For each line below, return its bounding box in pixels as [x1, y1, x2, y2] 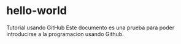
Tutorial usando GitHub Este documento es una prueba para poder [6, 24, 175, 31]
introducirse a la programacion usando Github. [6, 30, 124, 37]
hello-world [6, 4, 67, 18]
